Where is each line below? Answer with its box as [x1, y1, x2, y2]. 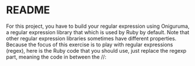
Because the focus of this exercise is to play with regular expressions [6, 41, 173, 48]
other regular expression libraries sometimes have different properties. [6, 35, 177, 42]
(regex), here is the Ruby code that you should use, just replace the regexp [6, 47, 187, 54]
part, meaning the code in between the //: [6, 53, 107, 60]
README [6, 3, 50, 17]
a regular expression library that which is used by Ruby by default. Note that [6, 28, 190, 35]
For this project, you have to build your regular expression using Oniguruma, [6, 23, 190, 30]
